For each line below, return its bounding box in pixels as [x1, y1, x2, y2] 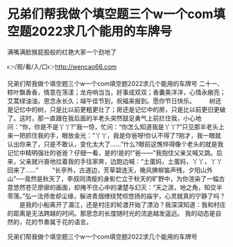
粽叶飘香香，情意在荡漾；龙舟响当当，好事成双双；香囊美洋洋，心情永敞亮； [7, 88, 226, 96]
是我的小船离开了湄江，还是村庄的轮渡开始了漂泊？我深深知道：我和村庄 [19, 200, 226, 208]
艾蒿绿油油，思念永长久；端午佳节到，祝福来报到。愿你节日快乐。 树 [7, 96, 216, 104]
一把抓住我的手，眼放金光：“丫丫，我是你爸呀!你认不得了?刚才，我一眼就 [12, 131, 222, 139]
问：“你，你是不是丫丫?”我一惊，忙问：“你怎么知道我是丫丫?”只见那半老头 [7, 122, 218, 131]
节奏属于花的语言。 [37, 217, 92, 226]
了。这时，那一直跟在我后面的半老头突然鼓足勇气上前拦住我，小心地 [7, 113, 202, 122]
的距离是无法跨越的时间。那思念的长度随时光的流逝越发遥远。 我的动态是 [7, 209, 216, 217]
